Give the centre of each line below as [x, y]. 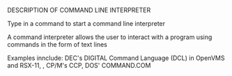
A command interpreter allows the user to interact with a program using [110, 37]
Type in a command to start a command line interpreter [86, 23]
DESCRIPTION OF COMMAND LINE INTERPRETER [79, 10]
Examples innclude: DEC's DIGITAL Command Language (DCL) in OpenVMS [116, 58]
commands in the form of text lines [57, 44]
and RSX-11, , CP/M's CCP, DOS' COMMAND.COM [79, 65]
